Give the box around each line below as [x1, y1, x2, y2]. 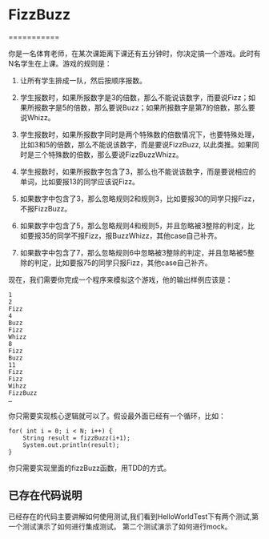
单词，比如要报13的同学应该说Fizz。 [19, 176, 140, 186]
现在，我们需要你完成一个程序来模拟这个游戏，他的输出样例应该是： [8, 275, 233, 284]
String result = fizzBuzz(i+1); [22, 434, 130, 442]
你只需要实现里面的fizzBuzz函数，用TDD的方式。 [8, 463, 171, 473]
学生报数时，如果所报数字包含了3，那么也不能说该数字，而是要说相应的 [19, 167, 256, 176]
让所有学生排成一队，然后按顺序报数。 [19, 75, 147, 85]
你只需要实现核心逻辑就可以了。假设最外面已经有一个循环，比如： [8, 411, 226, 420]
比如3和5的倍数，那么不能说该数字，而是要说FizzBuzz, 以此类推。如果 [19, 139, 252, 149]
